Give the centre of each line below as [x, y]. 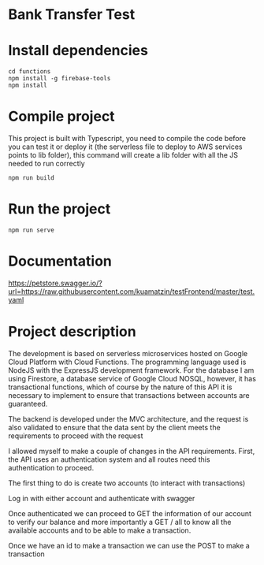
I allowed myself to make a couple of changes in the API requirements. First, [132, 451]
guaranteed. [28, 403]
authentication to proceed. [51, 467]
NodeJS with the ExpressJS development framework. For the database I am [131, 370]
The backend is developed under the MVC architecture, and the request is [128, 418]
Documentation [60, 261]
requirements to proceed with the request [76, 436]
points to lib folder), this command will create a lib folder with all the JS [123, 155]
